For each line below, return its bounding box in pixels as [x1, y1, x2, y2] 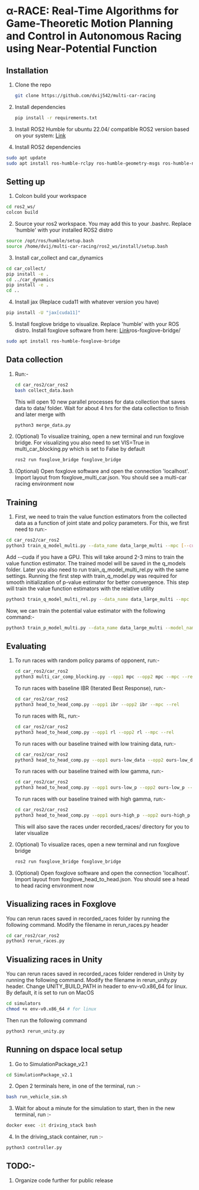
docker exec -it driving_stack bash [6, 1122, 97, 1128]
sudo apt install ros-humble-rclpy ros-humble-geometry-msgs [6, 160, 161, 167]
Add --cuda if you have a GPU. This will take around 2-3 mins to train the [6, 553, 184, 561]
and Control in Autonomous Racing [6, 30, 182, 43]
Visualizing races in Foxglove [6, 899, 117, 909]
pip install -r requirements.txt [14, 114, 98, 121]
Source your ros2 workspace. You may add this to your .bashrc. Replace [14, 220, 191, 228]
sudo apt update [6, 155, 46, 161]
